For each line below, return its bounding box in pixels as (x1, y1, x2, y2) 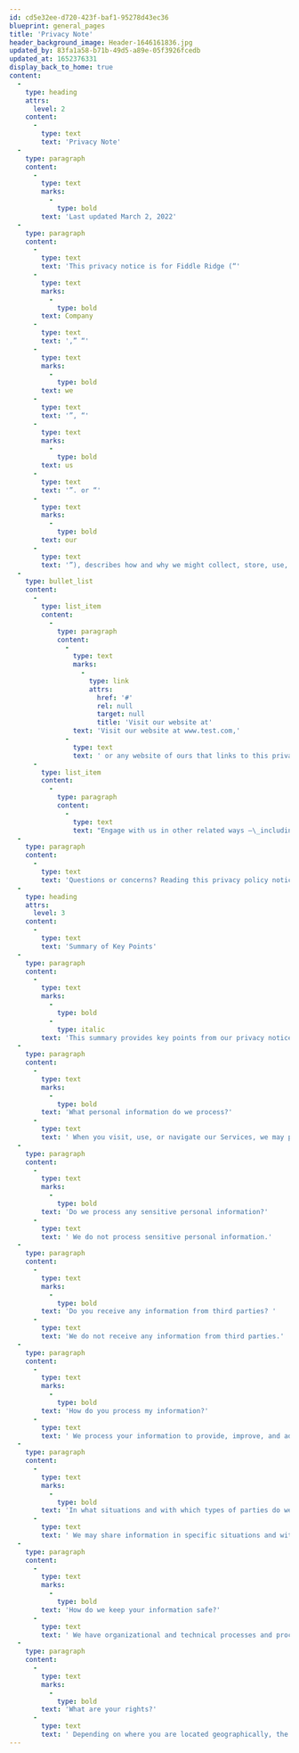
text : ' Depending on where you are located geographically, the (41, 1730, 289, 1739)
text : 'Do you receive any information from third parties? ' (41, 1307, 277, 1316)
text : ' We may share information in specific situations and (41, 1531, 277, 1540)
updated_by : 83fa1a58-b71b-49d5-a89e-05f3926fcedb (9, 46, 201, 55)
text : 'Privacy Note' (41, 137, 122, 146)
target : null (96, 710, 145, 719)
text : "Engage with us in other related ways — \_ (72, 826, 261, 835)
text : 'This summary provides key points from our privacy (41, 1033, 265, 1042)
